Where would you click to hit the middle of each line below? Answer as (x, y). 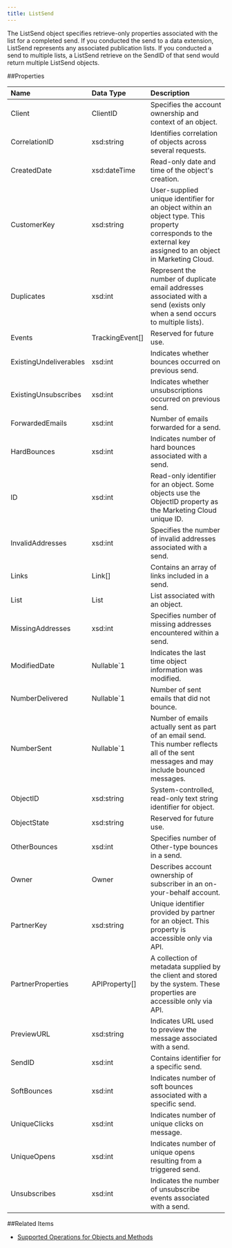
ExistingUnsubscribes (46, 394)
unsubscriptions (177, 390)
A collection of (174, 958)
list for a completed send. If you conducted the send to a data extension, (110, 40)
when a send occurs (184, 313)
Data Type (109, 92)
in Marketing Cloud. (182, 259)
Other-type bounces (184, 846)
